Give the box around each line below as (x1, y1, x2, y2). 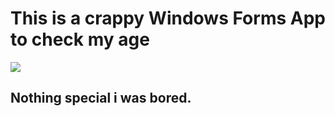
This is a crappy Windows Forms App (10, 7, 326, 30)
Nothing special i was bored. (10, 90, 192, 107)
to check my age (10, 28, 150, 51)
